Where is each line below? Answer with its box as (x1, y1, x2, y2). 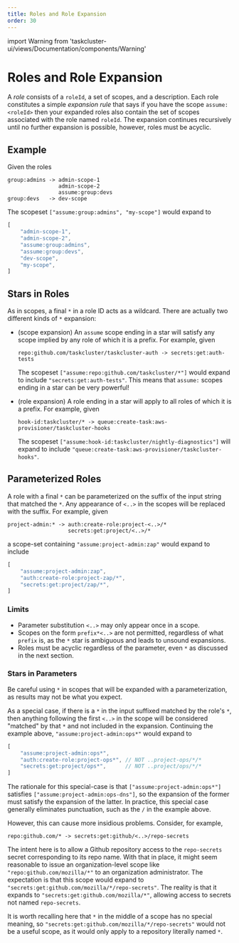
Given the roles (7, 163, 52, 171)
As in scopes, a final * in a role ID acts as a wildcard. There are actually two (7, 307, 228, 315)
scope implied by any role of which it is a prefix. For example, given (17, 336, 216, 345)
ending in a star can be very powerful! (17, 383, 129, 392)
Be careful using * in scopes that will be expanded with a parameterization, (7, 685, 228, 693)
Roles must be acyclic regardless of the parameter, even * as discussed (17, 643, 228, 652)
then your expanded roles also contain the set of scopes (34, 108, 201, 116)
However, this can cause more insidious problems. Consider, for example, (7, 819, 223, 827)
